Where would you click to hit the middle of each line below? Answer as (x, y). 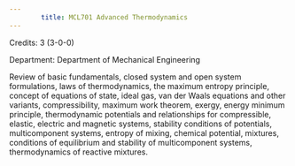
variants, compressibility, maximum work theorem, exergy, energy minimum (147, 105)
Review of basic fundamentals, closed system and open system (125, 77)
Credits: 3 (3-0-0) (42, 42)
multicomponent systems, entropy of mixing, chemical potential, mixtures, (144, 132)
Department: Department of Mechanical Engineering (105, 59)
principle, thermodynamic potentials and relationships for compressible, (140, 114)
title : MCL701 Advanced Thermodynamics (115, 17)
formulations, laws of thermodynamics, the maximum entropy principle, (140, 86)
